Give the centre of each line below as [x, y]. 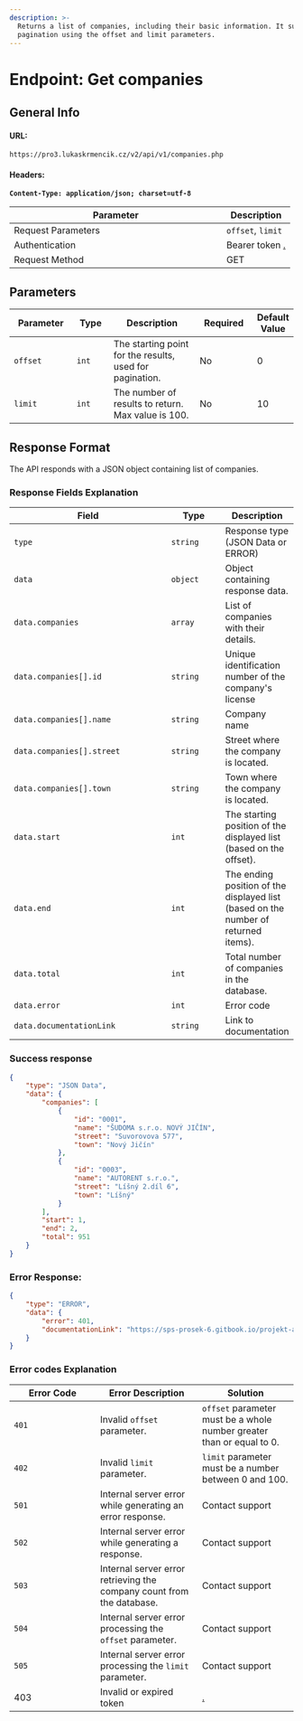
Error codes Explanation [63, 1369]
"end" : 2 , [60, 1229]
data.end [32, 908]
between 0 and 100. [245, 1479]
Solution [245, 1393]
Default [273, 317]
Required [224, 324]
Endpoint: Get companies [106, 79]
